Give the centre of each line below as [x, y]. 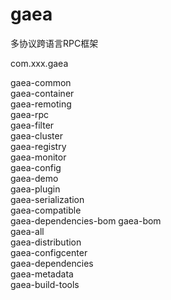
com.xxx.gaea [39, 63]
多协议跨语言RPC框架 [54, 43]
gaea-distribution [46, 242]
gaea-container [42, 93]
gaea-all [27, 231]
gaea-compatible [46, 210]
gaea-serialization [47, 199]
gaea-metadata [42, 274]
